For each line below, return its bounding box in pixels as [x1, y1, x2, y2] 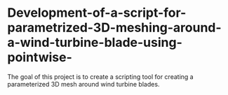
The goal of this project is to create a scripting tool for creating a [7, 72, 194, 81]
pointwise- [7, 50, 72, 66]
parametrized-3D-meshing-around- [7, 20, 222, 36]
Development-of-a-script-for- [7, 5, 187, 21]
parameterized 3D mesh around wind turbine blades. [7, 80, 160, 88]
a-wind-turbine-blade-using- [7, 35, 182, 50]
